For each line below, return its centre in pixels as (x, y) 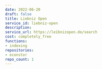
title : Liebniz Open (26, 18)
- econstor (16, 55)
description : (18, 28)
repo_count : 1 (20, 59)
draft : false (18, 14)
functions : (16, 41)
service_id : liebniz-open (31, 23)
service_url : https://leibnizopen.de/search (51, 32)
